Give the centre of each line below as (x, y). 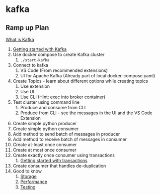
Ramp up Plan (27, 28)
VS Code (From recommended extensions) (64, 70)
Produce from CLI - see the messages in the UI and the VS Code (86, 113)
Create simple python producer (45, 123)
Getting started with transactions (54, 160)
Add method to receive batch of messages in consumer (70, 139)
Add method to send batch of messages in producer (66, 134)
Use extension (35, 86)
